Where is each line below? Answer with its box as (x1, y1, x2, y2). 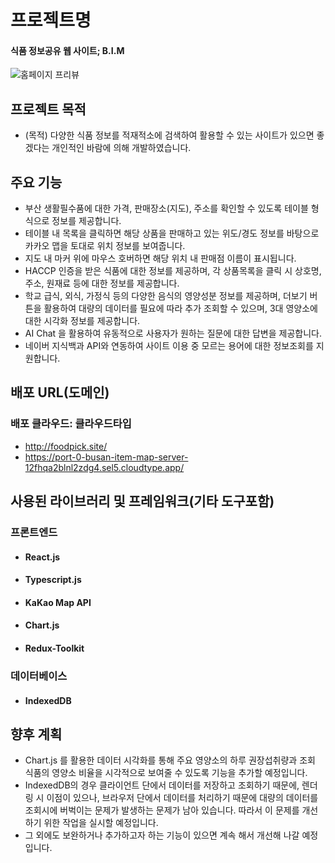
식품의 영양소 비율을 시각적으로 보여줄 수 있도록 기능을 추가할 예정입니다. (24, 767, 308, 779)
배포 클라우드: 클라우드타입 (10, 417, 132, 431)
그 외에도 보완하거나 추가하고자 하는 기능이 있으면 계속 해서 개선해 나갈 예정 (24, 829, 319, 841)
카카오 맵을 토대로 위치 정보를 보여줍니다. (24, 240, 186, 252)
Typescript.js (24, 574, 82, 586)
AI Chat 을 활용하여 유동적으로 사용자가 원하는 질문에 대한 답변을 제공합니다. (24, 327, 322, 340)
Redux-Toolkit (24, 642, 85, 654)
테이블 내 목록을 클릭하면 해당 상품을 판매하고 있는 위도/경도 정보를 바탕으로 (24, 227, 320, 240)
